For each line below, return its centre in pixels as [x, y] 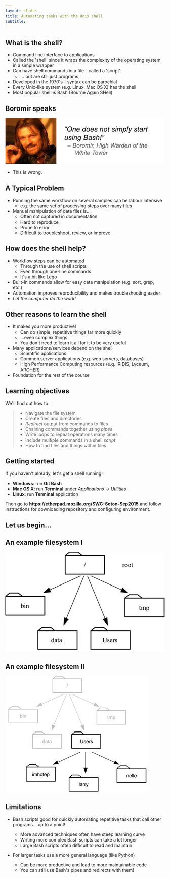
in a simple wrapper [33, 65]
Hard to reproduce [39, 222]
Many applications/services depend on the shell [62, 348]
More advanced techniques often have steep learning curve [82, 834]
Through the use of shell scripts [53, 266]
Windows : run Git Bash [37, 483]
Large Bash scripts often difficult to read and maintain [76, 845]
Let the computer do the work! [44, 299]
